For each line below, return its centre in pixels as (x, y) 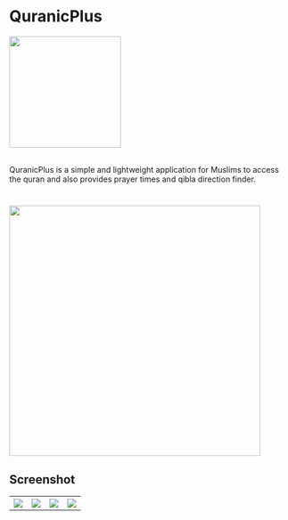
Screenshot (42, 479)
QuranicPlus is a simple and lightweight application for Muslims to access (144, 169)
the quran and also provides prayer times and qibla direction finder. (133, 179)
